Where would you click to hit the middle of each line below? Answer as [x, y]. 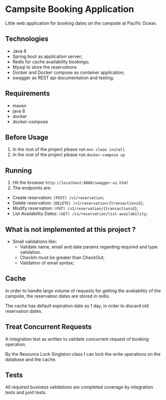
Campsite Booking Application [70, 9]
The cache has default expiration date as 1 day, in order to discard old [77, 306]
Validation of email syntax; [47, 263]
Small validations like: [34, 241]
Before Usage [27, 137]
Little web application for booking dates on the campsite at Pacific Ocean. [81, 23]
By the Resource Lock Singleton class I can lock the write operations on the [83, 354]
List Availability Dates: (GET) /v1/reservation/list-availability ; [80, 214]
